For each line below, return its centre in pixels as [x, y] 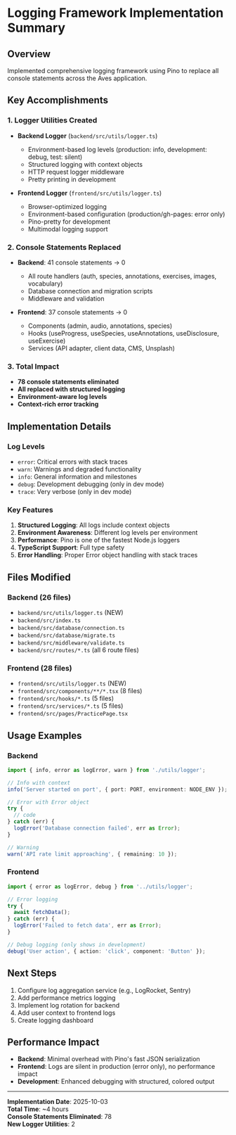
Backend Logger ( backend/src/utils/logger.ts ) [87, 136]
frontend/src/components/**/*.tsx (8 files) [80, 691]
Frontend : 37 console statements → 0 [72, 312]
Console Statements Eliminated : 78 [60, 1117]
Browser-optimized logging [67, 206]
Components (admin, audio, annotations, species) [100, 326]
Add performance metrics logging [66, 998]
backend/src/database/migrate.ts [66, 635]
